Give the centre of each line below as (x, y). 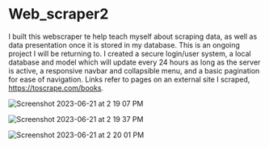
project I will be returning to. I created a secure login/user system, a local (130, 53)
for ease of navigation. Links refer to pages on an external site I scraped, (129, 79)
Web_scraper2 (59, 14)
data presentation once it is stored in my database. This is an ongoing (124, 44)
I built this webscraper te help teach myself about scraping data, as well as (133, 36)
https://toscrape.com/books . (56, 88)
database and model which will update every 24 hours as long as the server (134, 62)
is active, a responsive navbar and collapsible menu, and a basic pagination (134, 70)
